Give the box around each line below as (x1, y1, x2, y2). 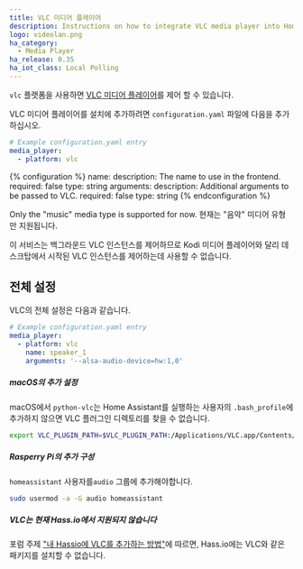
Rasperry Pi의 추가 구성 (9, 452, 95, 463)
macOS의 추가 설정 (9, 377, 78, 388)
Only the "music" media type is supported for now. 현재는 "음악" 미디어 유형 (9, 208, 287, 219)
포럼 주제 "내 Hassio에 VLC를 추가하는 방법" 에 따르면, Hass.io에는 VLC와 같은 (9, 538, 286, 550)
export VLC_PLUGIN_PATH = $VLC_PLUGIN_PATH (9, 430, 168, 440)
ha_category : (9, 38, 59, 48)
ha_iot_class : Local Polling (9, 64, 119, 73)
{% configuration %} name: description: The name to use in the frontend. (9, 170, 281, 181)
